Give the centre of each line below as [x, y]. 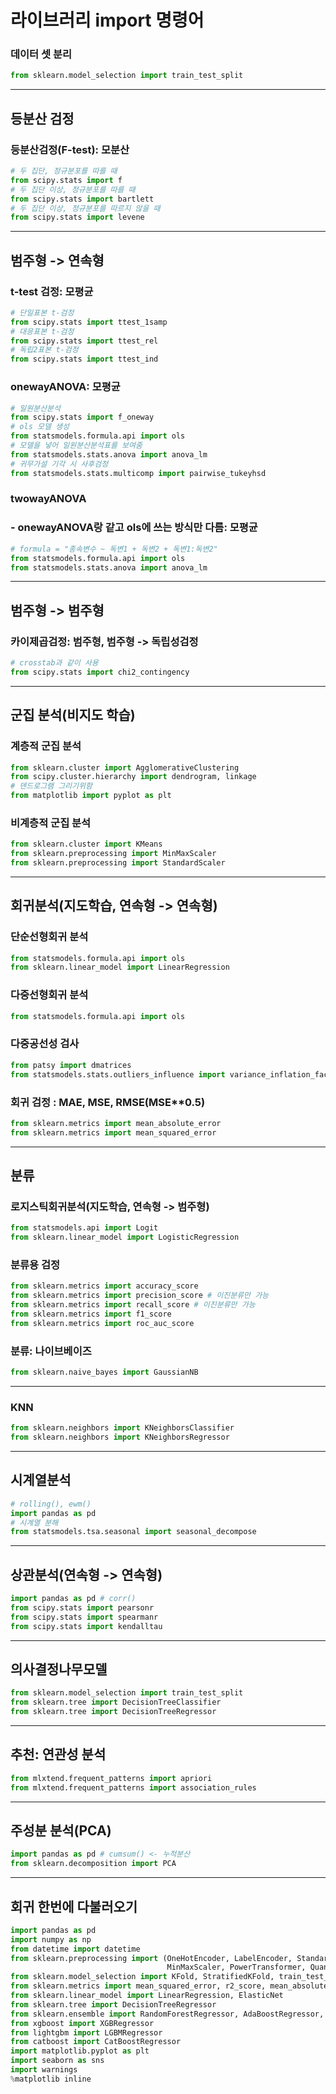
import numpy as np [51, 1939]
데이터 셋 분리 [41, 54]
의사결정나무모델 [59, 1669]
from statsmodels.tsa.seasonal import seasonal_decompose [133, 1532]
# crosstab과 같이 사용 [54, 663]
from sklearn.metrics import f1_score [91, 1314]
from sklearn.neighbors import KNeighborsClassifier [122, 1428]
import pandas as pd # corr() [73, 1599]
